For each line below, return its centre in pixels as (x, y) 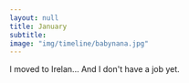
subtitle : (28, 35)
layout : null (34, 18)
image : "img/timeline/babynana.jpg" (79, 43)
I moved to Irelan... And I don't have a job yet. (94, 69)
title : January (38, 26)
